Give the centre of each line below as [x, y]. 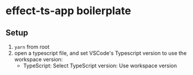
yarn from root [32, 47]
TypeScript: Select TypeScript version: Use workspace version [100, 66]
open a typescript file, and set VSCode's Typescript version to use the [100, 53]
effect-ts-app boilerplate [69, 11]
